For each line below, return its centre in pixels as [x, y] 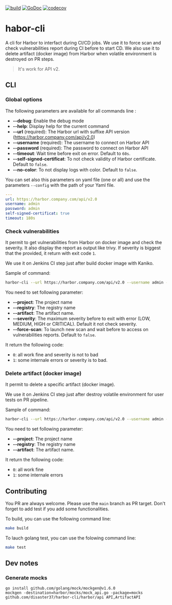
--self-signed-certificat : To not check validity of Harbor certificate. [84, 159]
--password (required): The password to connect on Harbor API [80, 148]
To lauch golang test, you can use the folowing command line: [71, 538]
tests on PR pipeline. [27, 400]
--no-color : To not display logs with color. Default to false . [75, 169]
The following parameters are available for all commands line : [71, 111]
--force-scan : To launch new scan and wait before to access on [80, 330]
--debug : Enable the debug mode [48, 121]
